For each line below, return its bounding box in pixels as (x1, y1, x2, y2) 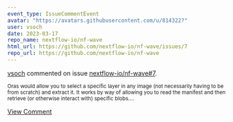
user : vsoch (7, 23, 42, 30)
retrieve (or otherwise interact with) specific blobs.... (7, 94, 135, 102)
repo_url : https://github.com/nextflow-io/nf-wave (7, 50, 160, 57)
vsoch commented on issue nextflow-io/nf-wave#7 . (7, 68, 157, 78)
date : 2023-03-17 (7, 30, 59, 37)
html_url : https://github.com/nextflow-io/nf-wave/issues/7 (7, 43, 189, 50)
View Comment (7, 107, 52, 116)
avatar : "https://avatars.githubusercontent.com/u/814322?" (7, 17, 189, 24)
